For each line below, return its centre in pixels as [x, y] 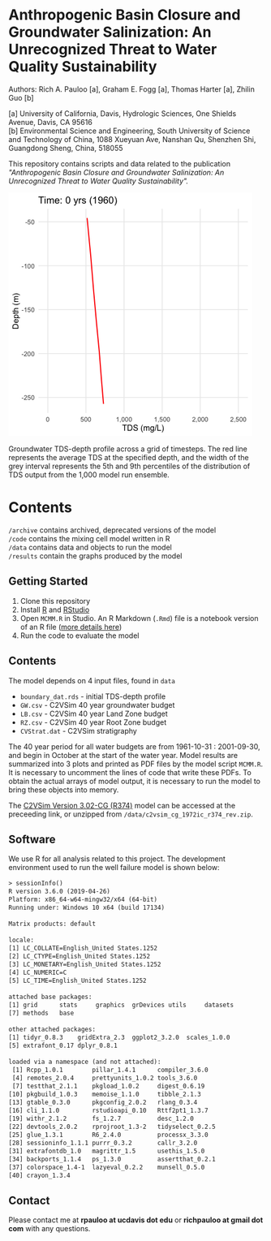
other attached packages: [52, 1030]
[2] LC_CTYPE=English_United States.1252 [80, 957]
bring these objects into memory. [64, 790]
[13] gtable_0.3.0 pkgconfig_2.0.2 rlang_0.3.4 [103, 1103]
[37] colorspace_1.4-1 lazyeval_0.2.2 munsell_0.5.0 [107, 1168]
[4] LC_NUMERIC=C [38, 973]
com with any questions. [49, 1229]
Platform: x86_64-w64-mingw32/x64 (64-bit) [83, 900]
